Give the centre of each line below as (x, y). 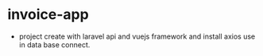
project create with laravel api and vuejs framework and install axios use (137, 36)
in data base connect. (54, 44)
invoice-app (48, 15)
